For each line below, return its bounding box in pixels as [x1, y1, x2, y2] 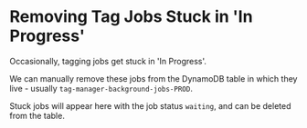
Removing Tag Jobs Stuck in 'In [9, 6, 253, 27]
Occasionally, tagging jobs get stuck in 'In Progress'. [9, 55, 207, 66]
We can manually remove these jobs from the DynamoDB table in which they [9, 73, 298, 84]
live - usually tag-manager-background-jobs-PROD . [9, 83, 194, 94]
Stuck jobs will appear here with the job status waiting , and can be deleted [9, 100, 291, 111]
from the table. [9, 110, 66, 121]
